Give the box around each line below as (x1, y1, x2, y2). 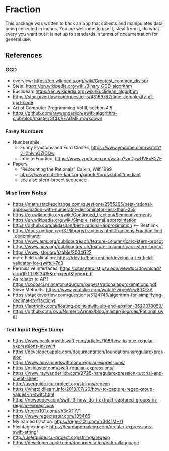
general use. (5, 36, 31, 42)
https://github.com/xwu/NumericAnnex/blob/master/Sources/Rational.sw (12, 308, 164, 314)
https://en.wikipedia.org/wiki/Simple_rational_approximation (12, 217, 137, 223)
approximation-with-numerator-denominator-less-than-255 (12, 206, 136, 213)
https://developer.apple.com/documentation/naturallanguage (12, 439, 139, 445)
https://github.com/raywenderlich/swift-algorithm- (12, 110, 117, 116)
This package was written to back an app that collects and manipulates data (5, 20, 163, 26)
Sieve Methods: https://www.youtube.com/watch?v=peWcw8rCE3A (12, 287, 153, 293)
